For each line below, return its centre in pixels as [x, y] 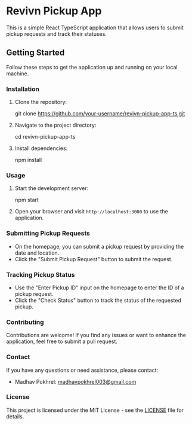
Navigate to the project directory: [55, 125]
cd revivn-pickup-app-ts [45, 137]
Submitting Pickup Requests [48, 233]
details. [15, 416]
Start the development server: [52, 188]
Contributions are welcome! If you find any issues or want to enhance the [96, 335]
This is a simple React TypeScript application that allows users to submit [95, 27]
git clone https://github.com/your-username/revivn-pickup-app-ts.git [100, 114]
